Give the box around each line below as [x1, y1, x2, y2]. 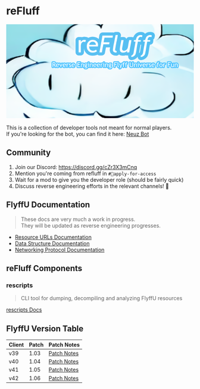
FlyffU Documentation [6, 200, 90, 210]
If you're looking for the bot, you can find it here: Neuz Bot [6, 130, 149, 138]
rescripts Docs [6, 306, 42, 313]
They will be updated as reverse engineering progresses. [20, 222, 161, 229]
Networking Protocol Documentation [14, 246, 105, 253]
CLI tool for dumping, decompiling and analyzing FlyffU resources [20, 295, 183, 302]
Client [8, 341, 24, 348]
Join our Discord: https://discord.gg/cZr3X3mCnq [14, 163, 137, 170]
